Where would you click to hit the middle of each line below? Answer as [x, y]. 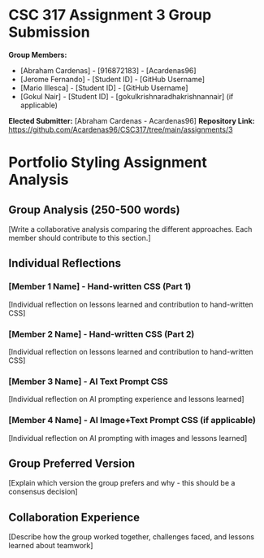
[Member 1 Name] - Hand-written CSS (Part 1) [100, 286]
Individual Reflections [65, 263]
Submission [50, 32]
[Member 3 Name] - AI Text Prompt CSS [88, 381]
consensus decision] [43, 492]
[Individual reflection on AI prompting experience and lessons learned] [127, 399]
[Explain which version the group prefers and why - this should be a [122, 483]
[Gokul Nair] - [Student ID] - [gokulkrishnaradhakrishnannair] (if [127, 96]
